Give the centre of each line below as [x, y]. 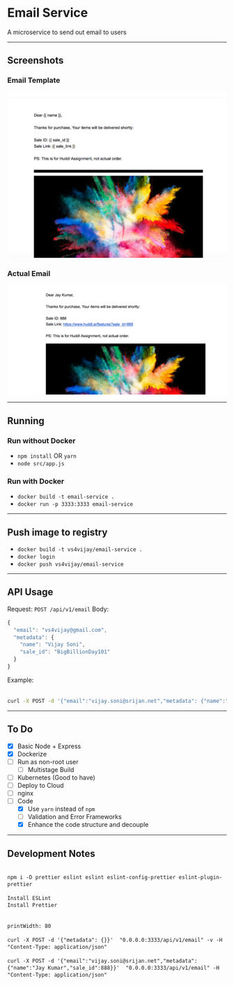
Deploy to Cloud [40, 785]
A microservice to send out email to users [67, 32]
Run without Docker [41, 440]
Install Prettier [32, 906]
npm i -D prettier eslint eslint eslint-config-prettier [92, 878]
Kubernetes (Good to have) [56, 777]
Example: [21, 680]
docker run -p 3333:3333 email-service [75, 504]
